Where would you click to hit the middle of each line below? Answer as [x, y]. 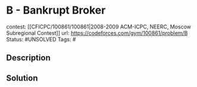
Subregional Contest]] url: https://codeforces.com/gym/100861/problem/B [97, 33]
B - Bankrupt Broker [56, 10]
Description [28, 58]
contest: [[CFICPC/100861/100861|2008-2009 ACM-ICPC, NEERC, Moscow [99, 27]
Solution [22, 78]
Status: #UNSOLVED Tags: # [41, 39]
